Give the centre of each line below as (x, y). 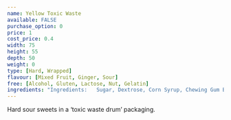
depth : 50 (21, 58)
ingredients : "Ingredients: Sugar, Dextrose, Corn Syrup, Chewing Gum (113, 90)
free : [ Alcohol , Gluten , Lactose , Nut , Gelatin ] (78, 84)
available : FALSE (32, 20)
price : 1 (20, 33)
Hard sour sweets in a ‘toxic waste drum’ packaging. (81, 110)
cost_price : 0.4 (30, 39)
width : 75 (21, 45)
